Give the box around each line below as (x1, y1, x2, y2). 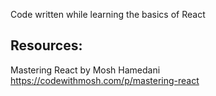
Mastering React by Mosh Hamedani (10, 64, 161, 76)
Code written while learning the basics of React (10, 9, 206, 20)
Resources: (10, 37, 83, 54)
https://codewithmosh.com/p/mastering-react (10, 74, 200, 86)
